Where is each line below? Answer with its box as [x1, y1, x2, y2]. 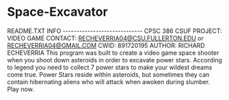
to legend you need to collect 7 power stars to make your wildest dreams [7, 63, 213, 71]
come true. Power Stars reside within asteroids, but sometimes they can [7, 70, 210, 79]
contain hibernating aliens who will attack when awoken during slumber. [7, 77, 211, 86]
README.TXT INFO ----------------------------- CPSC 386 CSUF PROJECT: [7, 27, 222, 35]
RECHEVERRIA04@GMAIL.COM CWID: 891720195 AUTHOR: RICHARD [7, 41, 205, 49]
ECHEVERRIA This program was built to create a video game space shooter [7, 49, 219, 57]
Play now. [7, 85, 34, 93]
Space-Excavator [7, 4, 108, 20]
